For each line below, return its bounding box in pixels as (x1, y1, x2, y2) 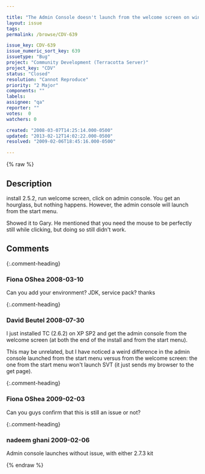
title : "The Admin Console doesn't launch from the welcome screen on (6, 14, 190, 20)
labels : (6, 93, 26, 100)
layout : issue (6, 20, 43, 26)
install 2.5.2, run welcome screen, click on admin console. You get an (6, 194, 181, 202)
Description (6, 178, 52, 189)
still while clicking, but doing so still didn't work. (6, 225, 127, 233)
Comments (6, 244, 49, 254)
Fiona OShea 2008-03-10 (6, 275, 84, 283)
